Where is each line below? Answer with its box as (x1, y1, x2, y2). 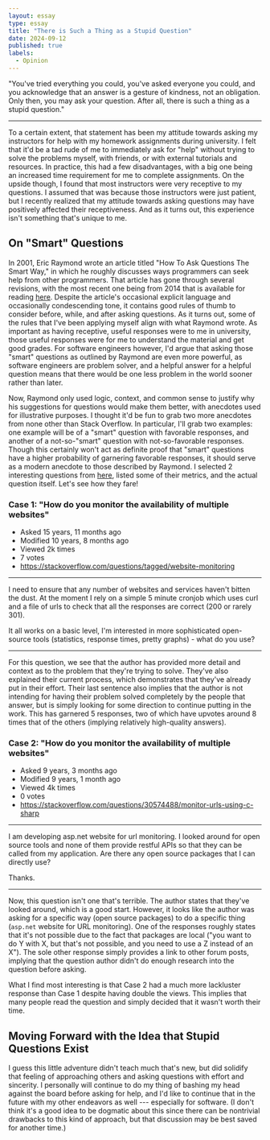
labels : (8, 49, 35, 57)
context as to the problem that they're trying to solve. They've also (8, 666, 229, 675)
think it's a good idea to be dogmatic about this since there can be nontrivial (8, 1106, 260, 1116)
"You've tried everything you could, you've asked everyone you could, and (8, 78, 256, 89)
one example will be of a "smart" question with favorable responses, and (8, 427, 249, 437)
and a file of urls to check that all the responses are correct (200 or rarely (8, 601, 252, 611)
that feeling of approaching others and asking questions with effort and (8, 1072, 244, 1081)
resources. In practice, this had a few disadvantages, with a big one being (8, 162, 253, 171)
